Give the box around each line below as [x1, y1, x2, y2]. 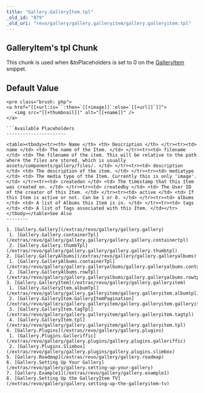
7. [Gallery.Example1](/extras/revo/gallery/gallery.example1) [6, 370, 170, 376]
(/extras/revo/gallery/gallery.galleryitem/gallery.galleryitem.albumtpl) [6, 290, 200, 296]
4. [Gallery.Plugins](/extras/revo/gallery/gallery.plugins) [6, 327, 165, 333]
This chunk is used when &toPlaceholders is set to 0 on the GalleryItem [6, 59, 185, 66]
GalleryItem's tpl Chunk [6, 43, 98, 53]
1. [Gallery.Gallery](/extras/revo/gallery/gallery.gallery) [6, 227, 165, 233]
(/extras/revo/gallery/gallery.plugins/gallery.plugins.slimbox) [6, 349, 175, 355]
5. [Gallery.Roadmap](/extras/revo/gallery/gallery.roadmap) [6, 354, 165, 360]
